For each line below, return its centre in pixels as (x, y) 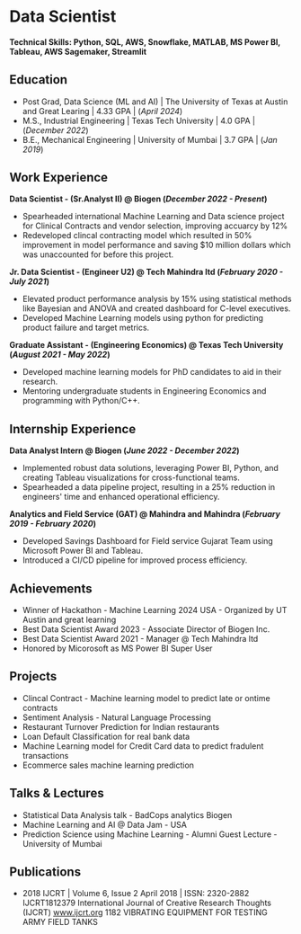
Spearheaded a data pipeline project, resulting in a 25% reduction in (149, 487)
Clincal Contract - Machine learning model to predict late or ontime (146, 698)
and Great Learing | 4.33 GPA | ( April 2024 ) (102, 111)
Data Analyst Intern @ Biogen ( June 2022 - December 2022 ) (124, 450)
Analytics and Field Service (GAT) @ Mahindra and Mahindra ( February (145, 514)
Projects (33, 676)
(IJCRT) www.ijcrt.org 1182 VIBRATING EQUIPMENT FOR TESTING (145, 912)
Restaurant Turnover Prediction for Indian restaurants (121, 726)
